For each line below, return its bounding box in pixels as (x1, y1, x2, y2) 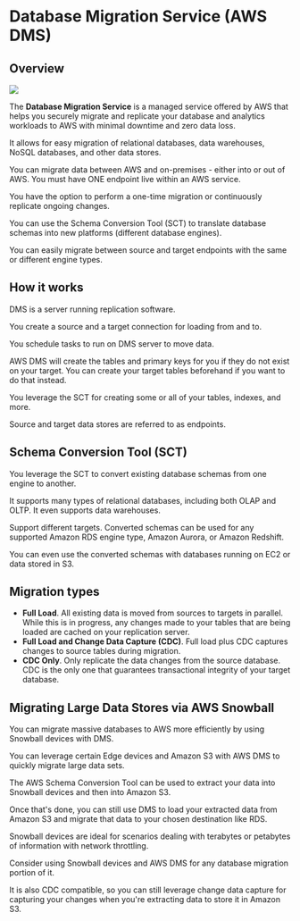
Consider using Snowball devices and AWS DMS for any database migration (9, 858, 288, 868)
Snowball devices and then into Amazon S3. (9, 787, 171, 798)
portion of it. (9, 867, 55, 878)
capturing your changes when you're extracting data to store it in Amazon (9, 894, 281, 905)
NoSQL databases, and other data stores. (9, 147, 162, 157)
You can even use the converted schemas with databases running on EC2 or (9, 548, 291, 559)
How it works (9, 280, 84, 296)
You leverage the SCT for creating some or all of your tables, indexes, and (9, 391, 281, 403)
